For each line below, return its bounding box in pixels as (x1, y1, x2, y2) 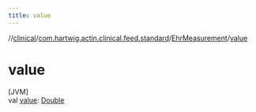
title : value (8, 11, 51, 20)
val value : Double (8, 95, 65, 105)
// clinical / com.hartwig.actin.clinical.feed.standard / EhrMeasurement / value (8, 33, 248, 43)
